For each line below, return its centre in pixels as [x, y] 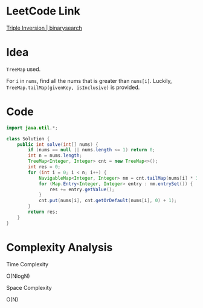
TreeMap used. [24, 69]
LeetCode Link [43, 11]
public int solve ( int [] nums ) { [58, 144]
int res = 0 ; [44, 167]
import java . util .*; [32, 128]
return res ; [43, 212]
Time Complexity [27, 264]
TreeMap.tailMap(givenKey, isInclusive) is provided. [73, 87]
